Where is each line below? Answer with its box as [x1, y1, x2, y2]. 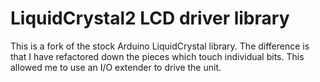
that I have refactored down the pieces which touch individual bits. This [10, 50, 305, 62]
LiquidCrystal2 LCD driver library [10, 7, 290, 30]
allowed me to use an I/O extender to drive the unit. [10, 61, 222, 73]
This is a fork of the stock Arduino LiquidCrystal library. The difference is [10, 40, 310, 52]
